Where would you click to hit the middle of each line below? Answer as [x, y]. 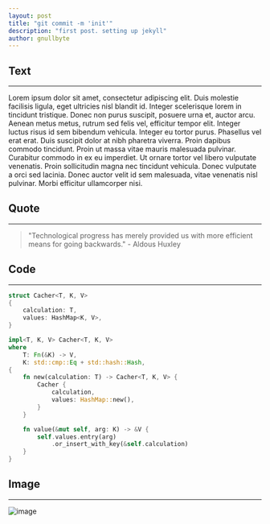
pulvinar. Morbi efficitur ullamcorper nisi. [76, 184]
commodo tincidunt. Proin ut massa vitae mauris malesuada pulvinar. [123, 149]
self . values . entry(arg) [77, 437]
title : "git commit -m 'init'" [61, 23]
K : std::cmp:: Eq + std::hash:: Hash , [84, 362]
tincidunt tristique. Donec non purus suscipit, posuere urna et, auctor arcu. [132, 115]
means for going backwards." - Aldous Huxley [104, 244]
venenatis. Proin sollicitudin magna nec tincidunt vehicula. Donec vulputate [133, 167]
